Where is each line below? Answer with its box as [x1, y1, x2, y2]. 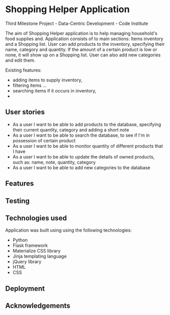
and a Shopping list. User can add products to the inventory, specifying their [5, 41, 165, 47]
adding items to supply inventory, [12, 77, 83, 83]
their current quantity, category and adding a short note [12, 127, 129, 133]
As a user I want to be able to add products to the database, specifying [12, 121, 161, 128]
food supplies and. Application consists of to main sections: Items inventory [5, 36, 163, 42]
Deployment [5, 284, 45, 293]
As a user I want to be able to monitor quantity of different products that [12, 143, 163, 149]
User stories [5, 108, 45, 116]
